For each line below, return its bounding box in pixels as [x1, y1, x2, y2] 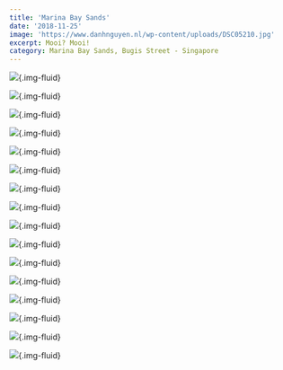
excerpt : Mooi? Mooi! [9, 38, 91, 48]
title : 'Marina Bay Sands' [9, 13, 111, 22]
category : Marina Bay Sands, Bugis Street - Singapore [9, 47, 219, 56]
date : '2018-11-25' [9, 22, 83, 31]
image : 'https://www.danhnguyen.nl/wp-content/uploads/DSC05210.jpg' [9, 30, 276, 39]
